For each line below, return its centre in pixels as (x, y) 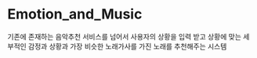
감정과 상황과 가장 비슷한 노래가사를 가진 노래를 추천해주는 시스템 (127, 46)
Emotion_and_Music (75, 14)
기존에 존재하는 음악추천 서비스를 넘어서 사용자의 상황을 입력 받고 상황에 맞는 (125, 36)
